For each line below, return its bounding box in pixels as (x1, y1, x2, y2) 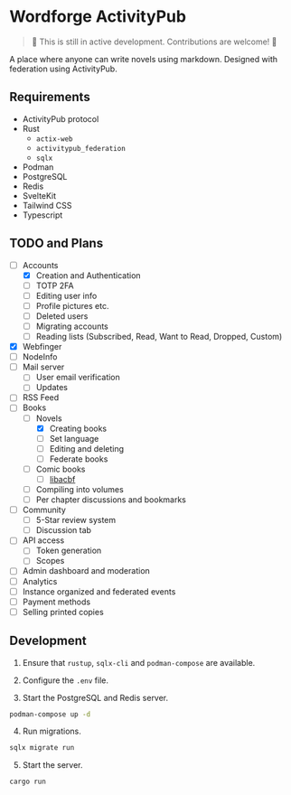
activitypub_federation (35, 144, 127, 153)
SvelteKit (22, 190, 57, 201)
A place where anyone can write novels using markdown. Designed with (9, 53, 278, 64)
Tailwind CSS (22, 200, 72, 210)
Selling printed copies (22, 606, 104, 617)
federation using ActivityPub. (9, 63, 117, 74)
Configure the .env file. (22, 675, 108, 686)
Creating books (49, 423, 107, 434)
